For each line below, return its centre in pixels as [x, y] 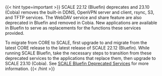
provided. [15, 33]
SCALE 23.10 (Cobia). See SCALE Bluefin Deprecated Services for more [77, 63]
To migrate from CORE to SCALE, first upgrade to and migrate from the [76, 43]
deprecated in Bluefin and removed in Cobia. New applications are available [81, 23]
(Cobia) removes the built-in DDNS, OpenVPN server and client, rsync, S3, [80, 12]
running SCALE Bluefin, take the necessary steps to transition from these [78, 53]
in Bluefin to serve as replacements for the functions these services [73, 28]
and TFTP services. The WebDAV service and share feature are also [73, 17]
